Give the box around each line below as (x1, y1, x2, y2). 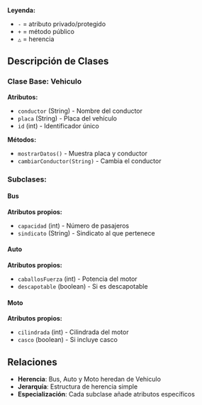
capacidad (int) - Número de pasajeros (17, 221, 130, 230)
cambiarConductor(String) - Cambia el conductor (17, 156, 162, 165)
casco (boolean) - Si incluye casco (17, 335, 118, 344)
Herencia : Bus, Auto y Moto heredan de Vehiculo (17, 375, 162, 384)
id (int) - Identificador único (17, 121, 99, 130)
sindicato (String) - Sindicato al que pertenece (17, 228, 155, 237)
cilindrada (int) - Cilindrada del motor (17, 328, 129, 336)
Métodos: (7, 135, 37, 144)
